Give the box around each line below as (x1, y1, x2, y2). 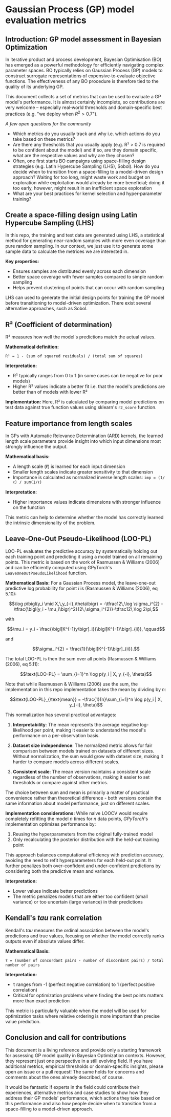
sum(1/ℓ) (24, 480, 42, 485)
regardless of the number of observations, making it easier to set (12, 774, 150, 780)
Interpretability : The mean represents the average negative (12, 721, 139, 727)
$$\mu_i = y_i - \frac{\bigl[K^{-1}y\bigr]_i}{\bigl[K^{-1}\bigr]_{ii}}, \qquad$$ (7, 626, 165, 632)
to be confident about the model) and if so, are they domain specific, (12, 147, 158, 153)
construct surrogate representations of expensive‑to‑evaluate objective (5, 73, 156, 79)
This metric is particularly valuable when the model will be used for (5, 1007, 147, 1014)
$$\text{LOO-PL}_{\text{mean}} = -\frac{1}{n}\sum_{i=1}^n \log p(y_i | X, (10, 696, 162, 702)
